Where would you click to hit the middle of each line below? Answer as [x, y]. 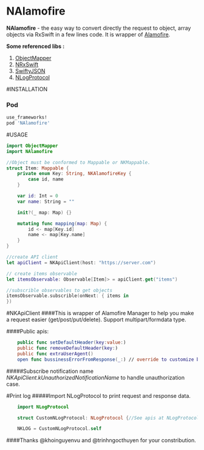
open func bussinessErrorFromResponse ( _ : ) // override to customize [106, 360]
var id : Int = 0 [38, 196]
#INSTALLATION [27, 89]
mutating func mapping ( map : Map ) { [62, 223]
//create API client [32, 257]
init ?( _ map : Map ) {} [44, 213]
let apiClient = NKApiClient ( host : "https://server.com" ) [81, 262]
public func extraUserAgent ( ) [56, 353]
